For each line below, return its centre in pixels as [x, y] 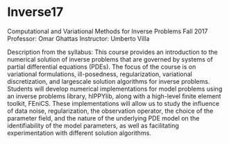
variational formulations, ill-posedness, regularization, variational [100, 74]
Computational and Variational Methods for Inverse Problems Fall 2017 [108, 31]
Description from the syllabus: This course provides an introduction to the [113, 52]
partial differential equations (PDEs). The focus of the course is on [102, 66]
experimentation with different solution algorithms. [79, 133]
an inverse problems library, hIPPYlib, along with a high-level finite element [114, 96]
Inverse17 [35, 12]
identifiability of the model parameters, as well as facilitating [93, 125]
